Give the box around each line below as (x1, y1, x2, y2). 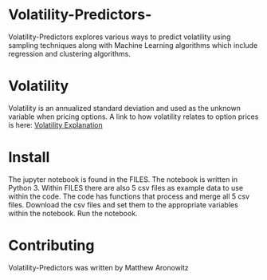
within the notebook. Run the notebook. (8, 208, 138, 218)
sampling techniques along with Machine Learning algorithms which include (8, 40, 258, 49)
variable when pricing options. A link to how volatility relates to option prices (8, 112, 259, 121)
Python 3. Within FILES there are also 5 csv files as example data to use (8, 183, 244, 192)
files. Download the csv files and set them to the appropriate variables (8, 199, 239, 209)
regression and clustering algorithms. (8, 49, 132, 58)
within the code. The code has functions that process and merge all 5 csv (8, 191, 249, 201)
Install (8, 148, 50, 167)
